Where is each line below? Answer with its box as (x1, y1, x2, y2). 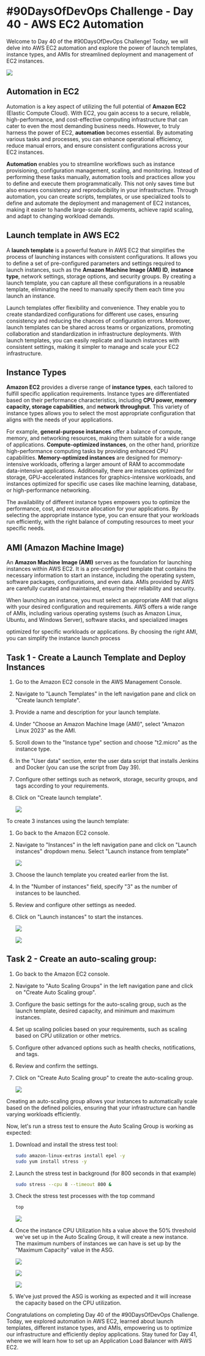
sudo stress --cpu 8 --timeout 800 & (15, 1181, 112, 1187)
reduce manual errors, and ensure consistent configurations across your (6, 142, 189, 149)
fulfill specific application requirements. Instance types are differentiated (6, 390, 190, 397)
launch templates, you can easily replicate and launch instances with (6, 336, 180, 344)
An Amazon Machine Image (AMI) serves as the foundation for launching (6, 559, 192, 566)
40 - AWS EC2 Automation (6, 17, 144, 31)
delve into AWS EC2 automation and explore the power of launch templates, (6, 44, 198, 52)
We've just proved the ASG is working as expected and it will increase (15, 1293, 192, 1300)
